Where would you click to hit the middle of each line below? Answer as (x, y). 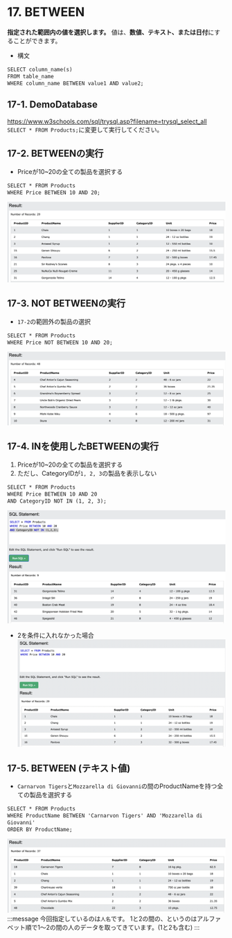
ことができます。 (37, 41)
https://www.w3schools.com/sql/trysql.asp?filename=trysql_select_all (107, 121)
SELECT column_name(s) (40, 69)
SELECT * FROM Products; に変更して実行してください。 (85, 130)
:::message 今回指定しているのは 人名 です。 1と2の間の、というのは (102, 919)
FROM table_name (30, 76)
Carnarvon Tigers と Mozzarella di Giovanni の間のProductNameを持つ (117, 786)
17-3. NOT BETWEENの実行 (66, 303)
